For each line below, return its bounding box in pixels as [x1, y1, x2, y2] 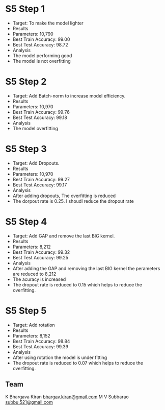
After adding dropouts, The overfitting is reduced [12, 192, 116, 199]
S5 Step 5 [5, 305, 47, 317]
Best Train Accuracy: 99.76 [12, 109, 70, 115]
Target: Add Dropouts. [12, 160, 60, 166]
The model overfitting [12, 125, 59, 131]
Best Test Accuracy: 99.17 [12, 182, 67, 188]
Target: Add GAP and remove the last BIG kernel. [12, 233, 115, 239]
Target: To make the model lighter [12, 20, 84, 26]
